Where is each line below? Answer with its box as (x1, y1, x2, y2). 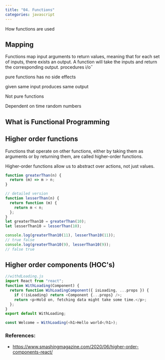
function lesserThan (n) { (5, 196, 59, 201)
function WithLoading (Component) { (5, 283, 80, 288)
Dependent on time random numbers (5, 103, 82, 109)
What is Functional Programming (5, 117, 110, 126)
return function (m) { (10, 200, 57, 206)
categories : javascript (5, 12, 55, 17)
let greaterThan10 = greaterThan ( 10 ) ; (5, 219, 86, 224)
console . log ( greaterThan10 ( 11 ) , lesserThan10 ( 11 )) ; (5, 233, 115, 238)
